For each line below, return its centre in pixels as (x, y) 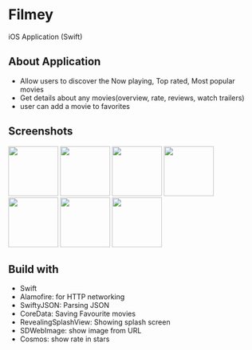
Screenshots (41, 132)
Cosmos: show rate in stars (65, 339)
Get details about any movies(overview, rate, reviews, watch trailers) (132, 98)
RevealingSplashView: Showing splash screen (95, 322)
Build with (33, 269)
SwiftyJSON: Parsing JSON (65, 305)
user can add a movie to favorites (75, 106)
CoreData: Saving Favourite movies (78, 314)
